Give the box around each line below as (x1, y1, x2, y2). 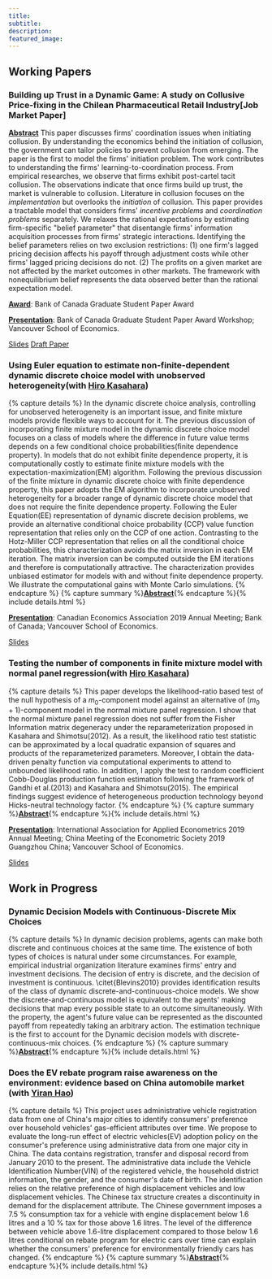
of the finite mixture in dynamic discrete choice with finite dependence (8, 476, 245, 486)
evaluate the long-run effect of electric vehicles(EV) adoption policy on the (8, 1132, 258, 1142)
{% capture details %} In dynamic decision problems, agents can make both (8, 934, 263, 944)
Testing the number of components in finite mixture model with (8, 658, 263, 669)
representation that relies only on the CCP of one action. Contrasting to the (8, 528, 259, 537)
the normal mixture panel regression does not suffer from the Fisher (8, 714, 235, 724)
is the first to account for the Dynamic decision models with (8, 1029, 208, 1039)
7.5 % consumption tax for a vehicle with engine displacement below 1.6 (8, 1209, 249, 1220)
